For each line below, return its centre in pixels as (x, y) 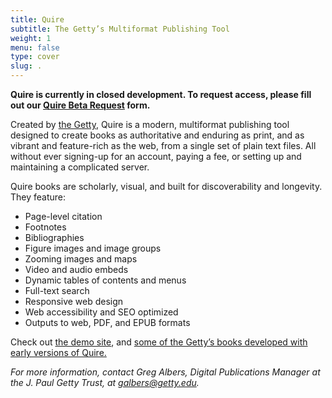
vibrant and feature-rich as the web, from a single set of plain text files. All (163, 145)
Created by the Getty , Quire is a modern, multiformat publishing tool (150, 124)
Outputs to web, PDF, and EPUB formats (107, 322)
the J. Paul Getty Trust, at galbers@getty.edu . (105, 382)
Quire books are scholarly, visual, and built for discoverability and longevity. (166, 186)
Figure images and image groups (93, 248)
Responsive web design (74, 301)
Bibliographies (54, 237)
